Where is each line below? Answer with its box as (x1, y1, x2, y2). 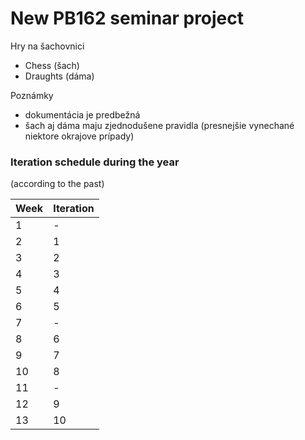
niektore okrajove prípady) (24, 130, 135, 142)
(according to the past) (10, 178, 105, 190)
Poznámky (10, 89, 54, 101)
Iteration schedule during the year (10, 155, 180, 169)
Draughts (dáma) (24, 70, 95, 82)
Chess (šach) (24, 59, 80, 71)
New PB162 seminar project (10, 7, 245, 30)
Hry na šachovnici (10, 40, 85, 52)
